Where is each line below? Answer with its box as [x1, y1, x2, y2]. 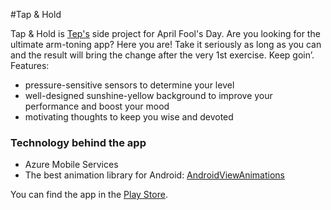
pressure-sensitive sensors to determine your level [24, 79, 235, 91]
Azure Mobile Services [24, 159, 119, 171]
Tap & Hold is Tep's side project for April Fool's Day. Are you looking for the [10, 28, 321, 39]
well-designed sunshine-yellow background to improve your [24, 90, 273, 101]
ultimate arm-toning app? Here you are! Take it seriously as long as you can [10, 39, 322, 50]
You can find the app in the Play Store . [10, 189, 168, 201]
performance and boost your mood [24, 100, 170, 112]
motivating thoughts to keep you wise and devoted [24, 111, 234, 123]
